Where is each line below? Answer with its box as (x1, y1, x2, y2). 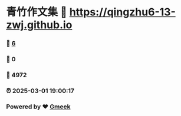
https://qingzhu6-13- (69, 5, 176, 19)
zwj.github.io (6, 18, 73, 32)
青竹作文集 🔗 (6, 5, 68, 19)
